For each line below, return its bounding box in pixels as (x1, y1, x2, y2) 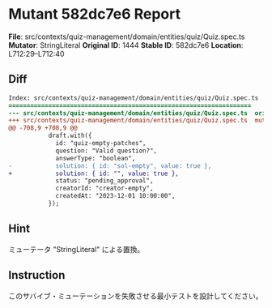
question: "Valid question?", (55, 147, 158, 155)
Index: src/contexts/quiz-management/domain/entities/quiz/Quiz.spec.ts (8, 94, 259, 102)
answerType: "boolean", (55, 154, 136, 162)
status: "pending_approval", (55, 177, 154, 185)
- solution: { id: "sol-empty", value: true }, (8, 161, 212, 170)
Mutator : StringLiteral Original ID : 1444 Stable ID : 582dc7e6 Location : (8, 40, 244, 49)
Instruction (8, 268, 66, 282)
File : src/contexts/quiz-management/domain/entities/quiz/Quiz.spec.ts (8, 32, 245, 41)
